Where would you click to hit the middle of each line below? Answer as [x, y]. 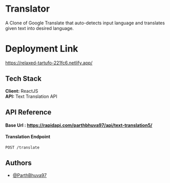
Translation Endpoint [28, 137]
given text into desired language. [40, 28]
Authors [19, 163]
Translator [27, 9]
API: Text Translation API [31, 96]
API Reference [28, 112]
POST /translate [22, 148]
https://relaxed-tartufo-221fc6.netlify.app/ [49, 63]
